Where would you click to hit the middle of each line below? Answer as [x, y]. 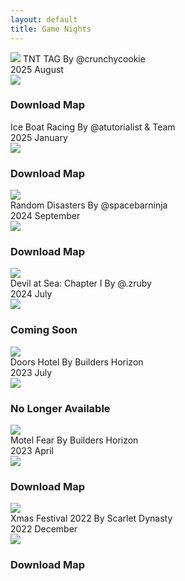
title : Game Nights [51, 29]
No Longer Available [60, 408]
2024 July [31, 294]
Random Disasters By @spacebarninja [89, 205]
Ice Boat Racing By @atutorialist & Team [93, 127]
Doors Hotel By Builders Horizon [77, 362]
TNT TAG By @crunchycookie [84, 58]
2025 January [39, 137]
